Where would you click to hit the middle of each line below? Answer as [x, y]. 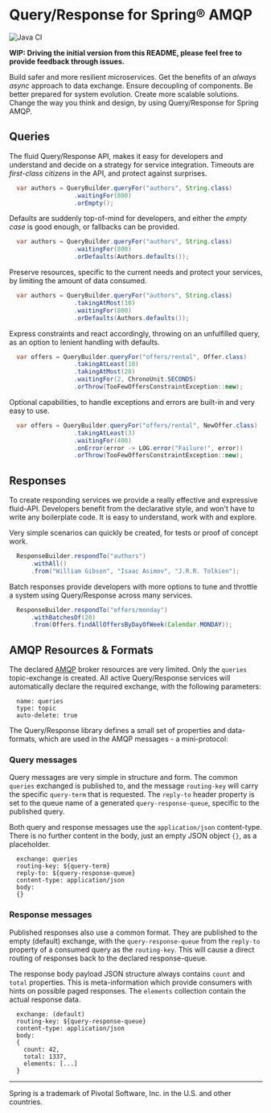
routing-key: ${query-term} [64, 866]
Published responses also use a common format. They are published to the [133, 932]
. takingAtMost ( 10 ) [105, 303]
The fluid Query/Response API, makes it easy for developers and [116, 156]
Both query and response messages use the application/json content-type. [135, 827]
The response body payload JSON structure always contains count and [127, 973]
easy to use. [29, 411]
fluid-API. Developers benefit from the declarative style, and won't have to [132, 509]
